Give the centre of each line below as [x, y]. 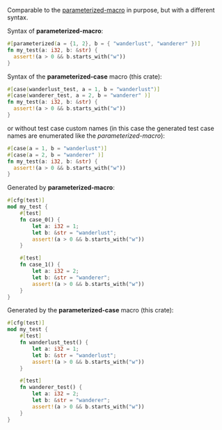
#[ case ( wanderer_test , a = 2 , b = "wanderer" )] [79, 96]
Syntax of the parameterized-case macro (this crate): [85, 77]
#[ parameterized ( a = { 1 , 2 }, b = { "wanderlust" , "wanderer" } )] [104, 44]
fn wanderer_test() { [51, 388]
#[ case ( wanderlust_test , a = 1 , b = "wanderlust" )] [84, 89]
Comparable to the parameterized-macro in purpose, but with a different [111, 10]
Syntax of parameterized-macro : [55, 31]
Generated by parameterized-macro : [61, 188]
